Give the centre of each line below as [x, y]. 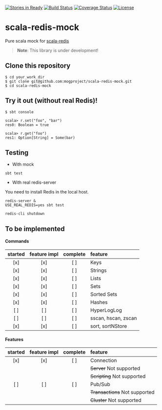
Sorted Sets [104, 294]
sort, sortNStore [109, 326]
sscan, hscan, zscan [113, 318]
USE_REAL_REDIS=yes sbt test [35, 205]
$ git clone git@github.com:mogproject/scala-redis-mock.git [69, 81]
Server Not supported [115, 368]
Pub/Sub [100, 385]
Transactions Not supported [122, 392]
